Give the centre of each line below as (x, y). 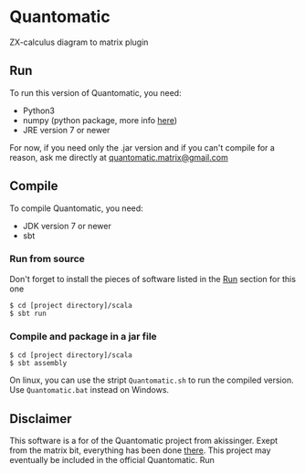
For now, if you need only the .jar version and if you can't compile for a (142, 147)
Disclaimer (41, 419)
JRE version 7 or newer (66, 130)
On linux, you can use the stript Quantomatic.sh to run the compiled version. (152, 380)
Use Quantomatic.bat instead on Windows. (89, 390)
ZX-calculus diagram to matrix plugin (79, 42)
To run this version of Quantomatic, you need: (95, 92)
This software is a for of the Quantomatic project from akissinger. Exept (144, 440)
